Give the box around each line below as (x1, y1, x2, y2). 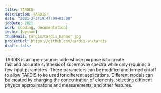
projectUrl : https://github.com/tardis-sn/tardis (5, 39, 107, 44)
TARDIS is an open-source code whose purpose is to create (5, 56, 124, 62)
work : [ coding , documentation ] (5, 25, 68, 30)
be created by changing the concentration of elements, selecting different (5, 77, 152, 83)
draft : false (5, 43, 31, 48)
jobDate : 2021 (5, 20, 34, 26)
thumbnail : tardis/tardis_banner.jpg (5, 34, 81, 39)
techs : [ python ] (5, 30, 38, 34)
